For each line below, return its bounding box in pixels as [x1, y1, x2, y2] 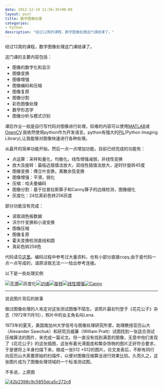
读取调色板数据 [12, 213, 42, 219]
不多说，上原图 [5, 369, 35, 375]
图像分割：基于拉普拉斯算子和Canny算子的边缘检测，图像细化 [12, 187, 136, 192]
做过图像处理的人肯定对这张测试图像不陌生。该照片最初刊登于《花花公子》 [5, 306, 154, 312]
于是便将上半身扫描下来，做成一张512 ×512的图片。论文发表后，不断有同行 [5, 347, 155, 353]
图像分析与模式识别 [12, 113, 51, 119]
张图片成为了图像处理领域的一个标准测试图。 [5, 359, 95, 365]
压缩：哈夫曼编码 [12, 180, 47, 186]
